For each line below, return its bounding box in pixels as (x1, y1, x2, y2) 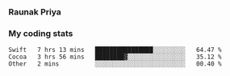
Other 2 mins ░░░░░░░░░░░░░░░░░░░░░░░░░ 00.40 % (8, 60, 222, 68)
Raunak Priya (8, 6, 62, 18)
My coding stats (8, 27, 73, 38)
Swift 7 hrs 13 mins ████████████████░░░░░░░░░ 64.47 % (8, 46, 222, 54)
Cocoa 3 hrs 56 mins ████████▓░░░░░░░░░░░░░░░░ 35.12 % (8, 53, 222, 62)
